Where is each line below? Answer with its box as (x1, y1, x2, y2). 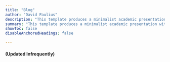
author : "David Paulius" (5, 12, 58, 17)
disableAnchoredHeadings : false (5, 31, 73, 36)
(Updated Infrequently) (5, 51, 55, 57)
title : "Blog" (5, 7, 35, 13)
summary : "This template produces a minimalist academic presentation (5, 21, 157, 27)
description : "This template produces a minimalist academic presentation (5, 17, 166, 22)
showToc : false (5, 26, 37, 31)
